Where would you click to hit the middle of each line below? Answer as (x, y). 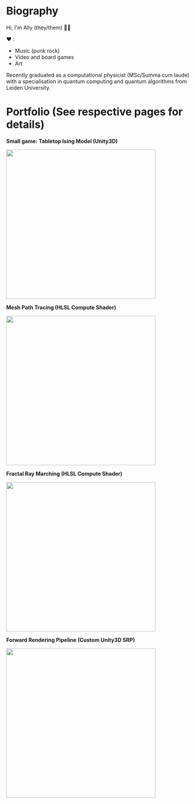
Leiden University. (28, 87)
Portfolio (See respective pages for (95, 112)
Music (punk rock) (37, 51)
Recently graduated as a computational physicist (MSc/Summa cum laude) (98, 75)
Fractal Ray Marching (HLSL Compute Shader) (64, 473)
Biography (32, 11)
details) (25, 125)
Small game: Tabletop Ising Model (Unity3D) (62, 141)
